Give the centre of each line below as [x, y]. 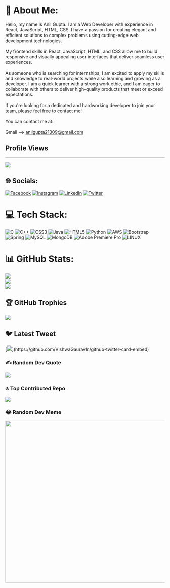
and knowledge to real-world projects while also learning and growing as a [83, 78]
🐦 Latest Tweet [31, 334]
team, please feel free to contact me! [44, 111]
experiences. [19, 62]
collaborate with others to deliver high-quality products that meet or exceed [84, 89]
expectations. [19, 94]
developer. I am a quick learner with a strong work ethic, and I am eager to [83, 84]
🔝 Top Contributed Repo [35, 389]
